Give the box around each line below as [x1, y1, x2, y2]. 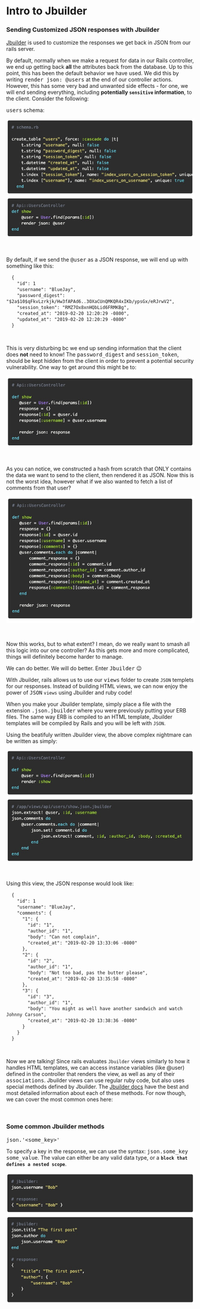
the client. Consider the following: [6, 95, 90, 102]
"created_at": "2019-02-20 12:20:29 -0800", [17, 310, 130, 316]
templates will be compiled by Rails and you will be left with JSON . [6, 720, 166, 727]
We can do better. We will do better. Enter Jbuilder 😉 [6, 665, 142, 672]
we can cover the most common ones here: [6, 1096, 113, 1103]
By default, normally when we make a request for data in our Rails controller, [6, 57, 194, 64]
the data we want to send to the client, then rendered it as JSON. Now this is [6, 471, 194, 479]
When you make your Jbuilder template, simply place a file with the [6, 701, 171, 708]
